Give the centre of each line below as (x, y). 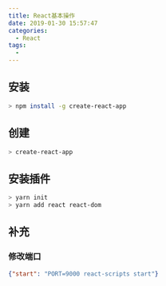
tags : (17, 46)
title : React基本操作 (42, 16)
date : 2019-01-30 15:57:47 (53, 23)
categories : (28, 30)
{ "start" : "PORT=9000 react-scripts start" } (83, 274)
